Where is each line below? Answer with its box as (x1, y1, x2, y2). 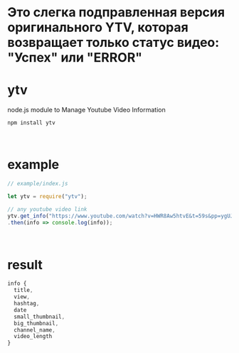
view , (14, 293, 31, 300)
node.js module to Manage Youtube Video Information (7, 106, 166, 114)
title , (14, 287, 33, 294)
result (7, 256, 43, 273)
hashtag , (14, 300, 40, 307)
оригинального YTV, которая (7, 19, 188, 36)
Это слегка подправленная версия (7, 4, 225, 21)
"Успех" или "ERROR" (7, 50, 142, 66)
